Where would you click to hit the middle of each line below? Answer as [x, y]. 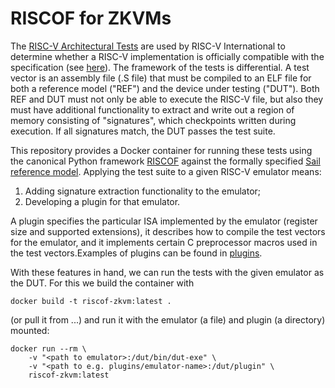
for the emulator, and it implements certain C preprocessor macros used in [164, 242]
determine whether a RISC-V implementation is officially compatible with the [167, 56]
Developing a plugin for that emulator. [102, 201]
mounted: [30, 330]
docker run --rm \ [48, 348]
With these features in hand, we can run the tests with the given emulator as [167, 272]
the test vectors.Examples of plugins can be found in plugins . [136, 253]
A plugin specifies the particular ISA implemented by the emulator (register [164, 221]
